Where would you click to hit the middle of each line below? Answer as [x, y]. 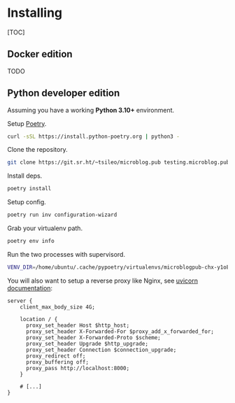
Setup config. [27, 202]
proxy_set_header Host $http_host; [78, 325]
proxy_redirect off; [56, 356]
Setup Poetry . [27, 123]
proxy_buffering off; [57, 362]
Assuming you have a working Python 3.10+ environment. [91, 110]
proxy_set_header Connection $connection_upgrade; [101, 350]
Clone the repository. [37, 150]
